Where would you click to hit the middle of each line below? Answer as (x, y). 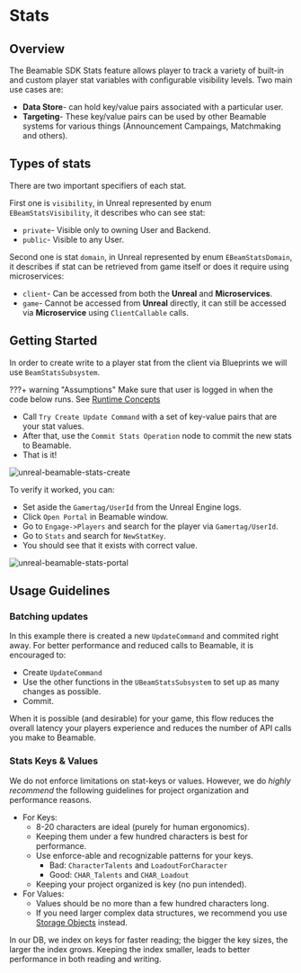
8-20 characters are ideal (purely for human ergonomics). (142, 826)
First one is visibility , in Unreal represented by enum (111, 202)
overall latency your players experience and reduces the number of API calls (150, 728)
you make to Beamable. (53, 737)
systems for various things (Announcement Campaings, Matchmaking (151, 126)
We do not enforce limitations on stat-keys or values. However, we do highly (150, 781)
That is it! (40, 454)
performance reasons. (51, 799)
